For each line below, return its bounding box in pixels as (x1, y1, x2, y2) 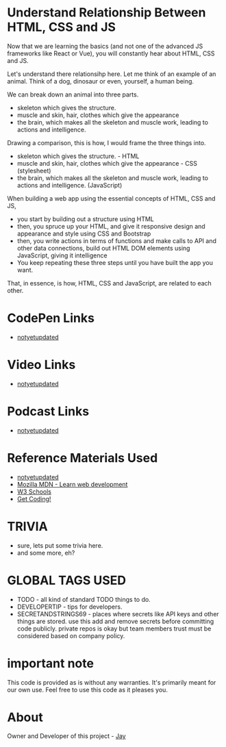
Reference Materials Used (7, 450, 158, 466)
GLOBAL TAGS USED (7, 572, 127, 588)
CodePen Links (7, 310, 95, 326)
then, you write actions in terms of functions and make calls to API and (16, 236, 217, 244)
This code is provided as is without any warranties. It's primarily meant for (7, 678, 216, 686)
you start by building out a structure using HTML (16, 214, 154, 223)
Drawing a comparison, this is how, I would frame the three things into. (7, 138, 207, 147)
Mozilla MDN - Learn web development (16, 480, 128, 488)
